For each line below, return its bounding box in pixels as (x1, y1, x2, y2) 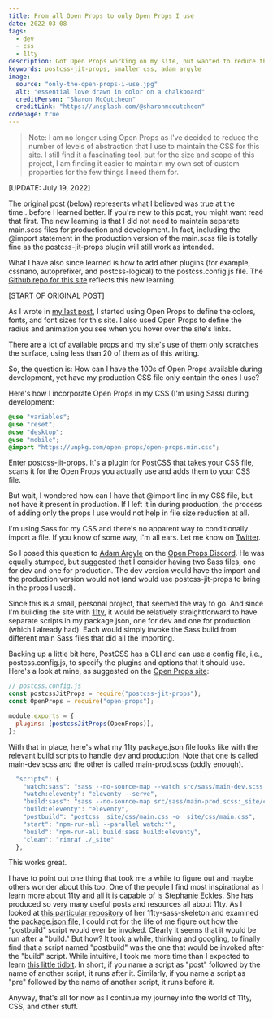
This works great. (8, 858, 67, 868)
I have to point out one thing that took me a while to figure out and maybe (8, 873, 254, 883)
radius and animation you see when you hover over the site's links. (8, 324, 232, 334)
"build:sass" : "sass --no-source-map (23, 798, 151, 806)
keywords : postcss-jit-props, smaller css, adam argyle (8, 65, 201, 73)
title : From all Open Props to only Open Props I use (8, 11, 195, 20)
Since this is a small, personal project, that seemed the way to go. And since (8, 599, 264, 609)
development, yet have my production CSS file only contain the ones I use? (8, 373, 260, 383)
